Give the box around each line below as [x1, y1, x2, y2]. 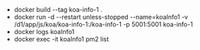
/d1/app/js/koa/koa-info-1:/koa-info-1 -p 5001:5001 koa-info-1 [13, 20, 193, 28]
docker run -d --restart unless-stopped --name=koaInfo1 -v [13, 13, 189, 22]
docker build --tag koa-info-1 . [13, 6, 102, 14]
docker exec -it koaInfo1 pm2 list [13, 35, 110, 44]
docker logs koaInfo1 [13, 28, 75, 36]
